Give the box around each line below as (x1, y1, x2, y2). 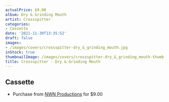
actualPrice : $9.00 (5, 7, 47, 13)
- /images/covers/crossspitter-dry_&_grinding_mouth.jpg (5, 45, 128, 50)
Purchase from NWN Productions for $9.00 (12, 91, 103, 97)
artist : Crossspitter (5, 17, 51, 22)
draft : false (5, 36, 33, 41)
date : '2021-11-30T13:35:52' (5, 31, 67, 36)
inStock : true (5, 49, 35, 55)
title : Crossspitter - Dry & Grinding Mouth (5, 59, 101, 64)
